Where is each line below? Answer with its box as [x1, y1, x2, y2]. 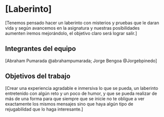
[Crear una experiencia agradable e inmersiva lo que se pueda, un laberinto [5, 85, 159, 91]
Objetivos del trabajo [5, 72, 70, 80]
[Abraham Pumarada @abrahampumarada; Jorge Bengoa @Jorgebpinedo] [5, 58, 158, 64]
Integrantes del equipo [5, 44, 76, 53]
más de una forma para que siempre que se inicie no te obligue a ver [5, 95, 145, 102]
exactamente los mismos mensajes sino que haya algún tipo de [5, 101, 133, 107]
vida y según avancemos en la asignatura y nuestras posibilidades [5, 25, 140, 31]
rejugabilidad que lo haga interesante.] [5, 106, 83, 112]
